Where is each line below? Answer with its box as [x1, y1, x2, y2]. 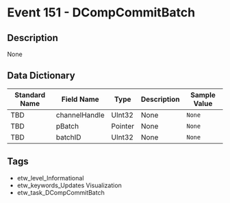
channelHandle [55, 110, 105, 120]
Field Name [61, 94, 99, 104]
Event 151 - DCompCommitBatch [7, 5, 196, 21]
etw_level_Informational [16, 174, 84, 182]
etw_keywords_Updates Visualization [16, 181, 122, 189]
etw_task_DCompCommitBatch [16, 188, 105, 196]
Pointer [111, 121, 135, 131]
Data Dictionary [7, 70, 75, 81]
